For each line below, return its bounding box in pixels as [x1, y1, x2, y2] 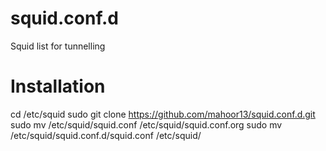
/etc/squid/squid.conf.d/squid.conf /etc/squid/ [10, 129, 202, 141]
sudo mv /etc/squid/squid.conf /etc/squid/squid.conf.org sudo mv [10, 118, 283, 131]
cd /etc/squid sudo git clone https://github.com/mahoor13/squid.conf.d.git [10, 108, 316, 120]
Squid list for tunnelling [10, 40, 106, 52]
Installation [10, 75, 106, 98]
